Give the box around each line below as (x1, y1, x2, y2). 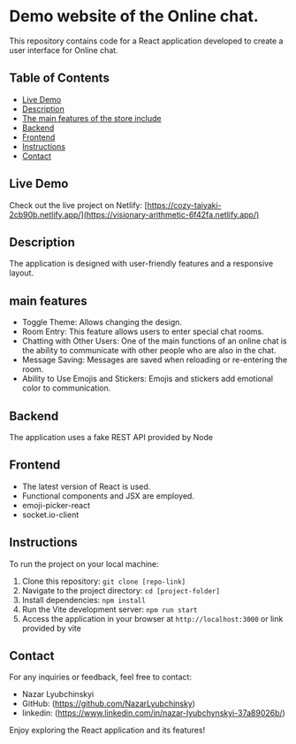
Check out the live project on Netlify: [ (9, 199, 148, 210)
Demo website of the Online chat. (9, 6, 259, 27)
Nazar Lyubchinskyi (21, 689, 95, 700)
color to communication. (21, 383, 111, 393)
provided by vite (21, 623, 81, 633)
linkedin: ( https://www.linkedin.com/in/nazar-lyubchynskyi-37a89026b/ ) (21, 708, 285, 718)
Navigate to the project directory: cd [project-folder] (21, 585, 221, 595)
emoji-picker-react (21, 500, 91, 510)
